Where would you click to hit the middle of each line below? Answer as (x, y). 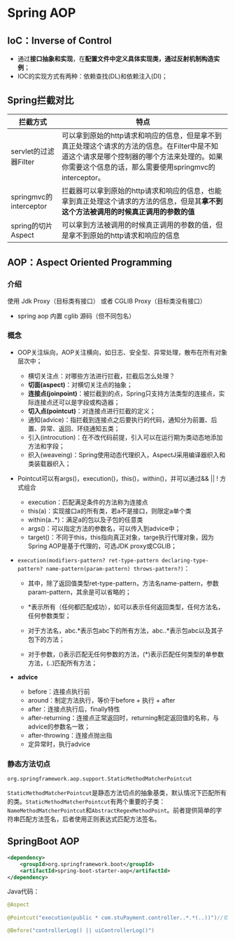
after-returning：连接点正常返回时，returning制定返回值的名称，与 (123, 717)
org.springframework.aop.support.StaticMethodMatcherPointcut (100, 779)
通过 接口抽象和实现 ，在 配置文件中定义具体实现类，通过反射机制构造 (115, 59)
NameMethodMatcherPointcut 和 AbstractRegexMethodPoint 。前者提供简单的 (112, 811)
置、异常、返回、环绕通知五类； (74, 428)
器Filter (23, 161)
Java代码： (23, 891)
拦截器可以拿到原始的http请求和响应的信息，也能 (142, 191)
